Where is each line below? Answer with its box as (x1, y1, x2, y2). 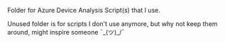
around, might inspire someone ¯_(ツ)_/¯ (7, 28, 125, 36)
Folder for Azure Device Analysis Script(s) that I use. (7, 6, 161, 14)
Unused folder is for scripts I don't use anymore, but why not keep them (7, 20, 218, 27)
